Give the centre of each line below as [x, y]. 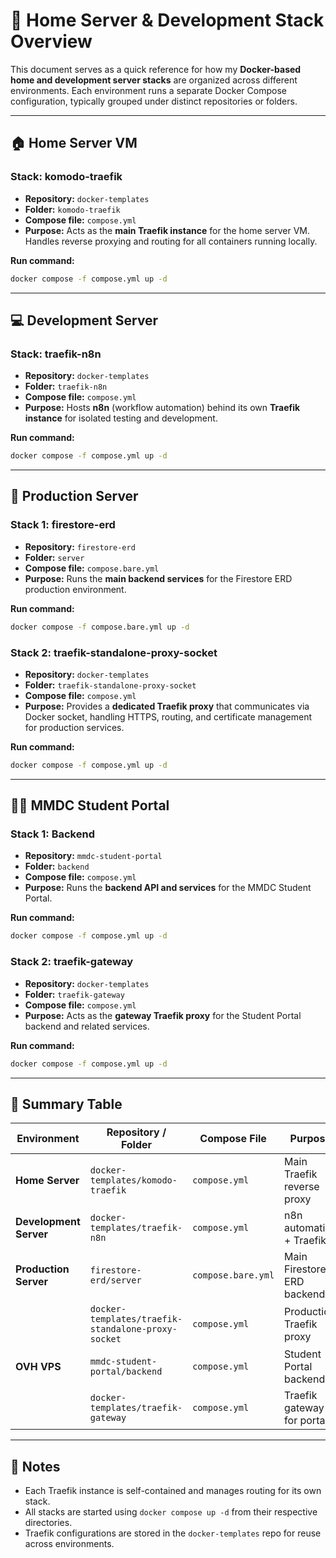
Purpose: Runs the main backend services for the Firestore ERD [158, 578]
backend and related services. [87, 1026]
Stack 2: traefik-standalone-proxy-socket [114, 652]
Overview [51, 41]
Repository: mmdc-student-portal [93, 856]
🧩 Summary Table [66, 1104]
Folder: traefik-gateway [74, 994]
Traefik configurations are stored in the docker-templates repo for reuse [173, 1533]
